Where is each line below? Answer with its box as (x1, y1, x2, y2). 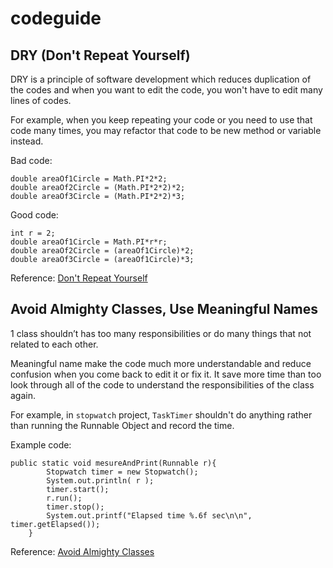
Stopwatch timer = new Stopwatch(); (46, 467, 199, 477)
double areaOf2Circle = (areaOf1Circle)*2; (10, 246, 195, 256)
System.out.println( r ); (46, 475, 155, 486)
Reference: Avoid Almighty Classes (10, 545, 155, 557)
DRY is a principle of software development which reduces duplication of (10, 73, 312, 85)
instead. (10, 135, 44, 147)
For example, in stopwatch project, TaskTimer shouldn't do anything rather (10, 408, 313, 421)
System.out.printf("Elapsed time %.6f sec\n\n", (46, 510, 253, 521)
